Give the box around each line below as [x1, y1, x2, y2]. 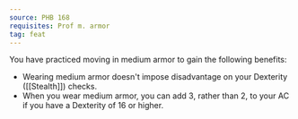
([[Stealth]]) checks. [22, 81, 97, 92]
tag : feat [9, 30, 47, 38]
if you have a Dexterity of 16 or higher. [22, 100, 164, 111]
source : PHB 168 [9, 13, 70, 22]
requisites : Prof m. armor [9, 21, 110, 30]
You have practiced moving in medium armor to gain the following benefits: [9, 55, 287, 65]
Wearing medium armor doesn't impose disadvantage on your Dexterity [22, 72, 288, 82]
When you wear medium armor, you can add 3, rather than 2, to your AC [22, 90, 290, 101]
